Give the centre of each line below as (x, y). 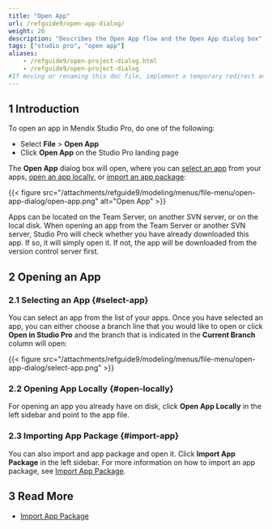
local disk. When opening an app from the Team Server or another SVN (127, 226)
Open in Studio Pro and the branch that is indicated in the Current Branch (132, 335)
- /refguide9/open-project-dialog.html (90, 62)
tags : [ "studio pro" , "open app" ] (67, 46)
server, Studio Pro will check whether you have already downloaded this (129, 234)
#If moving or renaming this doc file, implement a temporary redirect (132, 76)
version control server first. (54, 251)
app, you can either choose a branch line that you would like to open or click (136, 326)
